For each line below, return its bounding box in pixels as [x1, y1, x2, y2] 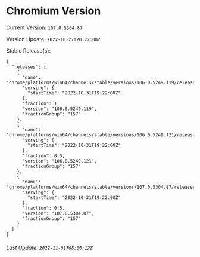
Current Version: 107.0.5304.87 [6, 24, 83, 31]
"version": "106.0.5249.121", [21, 158, 97, 164]
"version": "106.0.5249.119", [21, 106, 97, 112]
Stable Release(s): [6, 47, 51, 54]
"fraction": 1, [21, 100, 60, 106]
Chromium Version [6, 4, 101, 18]
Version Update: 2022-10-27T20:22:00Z [6, 35, 101, 42]
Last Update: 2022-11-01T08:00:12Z [6, 244, 93, 251]
